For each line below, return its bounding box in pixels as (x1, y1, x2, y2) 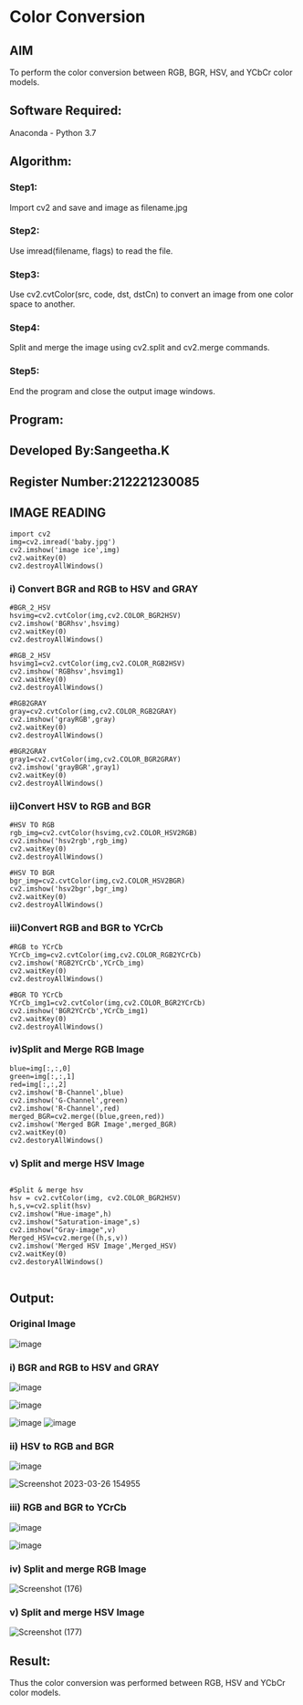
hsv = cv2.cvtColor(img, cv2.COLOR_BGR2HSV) (9, 1194, 182, 1203)
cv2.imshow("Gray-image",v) (9, 1226, 117, 1235)
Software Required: (9, 103, 122, 119)
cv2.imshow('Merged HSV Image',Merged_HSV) (9, 1241, 178, 1251)
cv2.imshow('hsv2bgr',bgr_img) (9, 884, 129, 894)
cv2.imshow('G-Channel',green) (9, 1095, 129, 1105)
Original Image (9, 1317, 76, 1330)
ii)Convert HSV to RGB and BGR (9, 800, 151, 812)
